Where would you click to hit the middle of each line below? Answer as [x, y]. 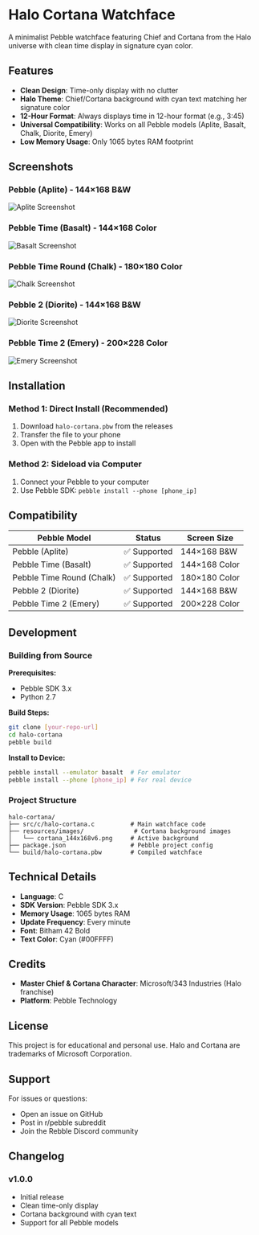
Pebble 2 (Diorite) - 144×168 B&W [75, 305]
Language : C [42, 896]
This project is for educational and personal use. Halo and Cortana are [124, 1045]
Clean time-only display [59, 1205]
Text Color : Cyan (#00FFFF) [67, 939]
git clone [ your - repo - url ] [53, 728]
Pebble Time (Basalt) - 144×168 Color [83, 228]
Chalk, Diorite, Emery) [56, 133]
